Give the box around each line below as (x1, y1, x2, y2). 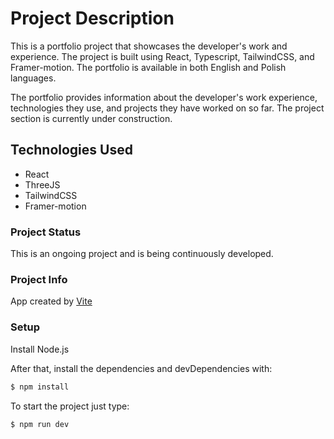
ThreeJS (24, 178, 61, 191)
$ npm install (10, 382, 70, 392)
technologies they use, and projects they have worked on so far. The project (10, 102, 325, 114)
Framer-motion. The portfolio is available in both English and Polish (10, 61, 287, 73)
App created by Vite (10, 295, 93, 307)
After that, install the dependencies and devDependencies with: (10, 362, 273, 374)
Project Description (10, 7, 175, 30)
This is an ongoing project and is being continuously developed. (10, 248, 274, 260)
